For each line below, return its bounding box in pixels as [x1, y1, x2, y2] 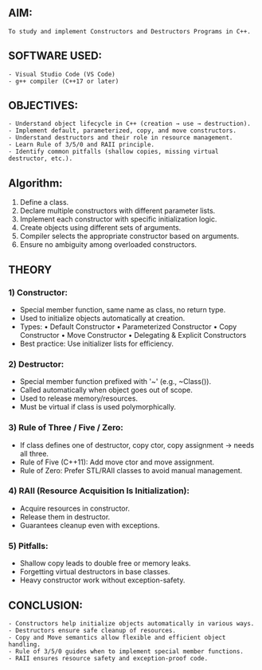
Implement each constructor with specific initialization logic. [19, 214, 217, 224]
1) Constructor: [8, 287, 68, 298]
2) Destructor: [8, 359, 65, 370]
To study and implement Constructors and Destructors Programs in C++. [8, 27, 251, 35]
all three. [19, 449, 49, 458]
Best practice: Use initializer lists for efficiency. [19, 339, 174, 348]
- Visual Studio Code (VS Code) [8, 70, 115, 78]
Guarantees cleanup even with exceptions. [19, 520, 160, 530]
